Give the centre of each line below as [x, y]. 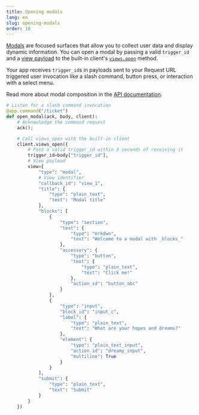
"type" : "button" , [94, 256]
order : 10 [19, 29]
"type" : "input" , [81, 306]
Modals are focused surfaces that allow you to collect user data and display [99, 46]
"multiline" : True [94, 356]
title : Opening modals [34, 12]
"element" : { [76, 340]
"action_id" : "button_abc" [104, 284]
